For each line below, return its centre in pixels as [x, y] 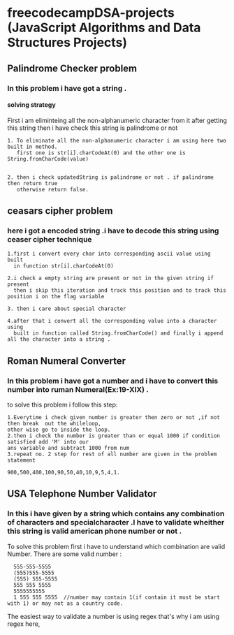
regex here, [24, 624]
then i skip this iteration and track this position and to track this [120, 291]
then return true [32, 183]
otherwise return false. [53, 189]
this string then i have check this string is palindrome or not [93, 128]
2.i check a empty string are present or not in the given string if [111, 278]
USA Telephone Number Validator [82, 494]
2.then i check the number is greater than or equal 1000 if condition [114, 436]
